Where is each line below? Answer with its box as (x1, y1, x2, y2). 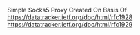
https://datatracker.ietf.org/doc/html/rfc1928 (7, 13, 133, 21)
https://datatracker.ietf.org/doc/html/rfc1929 (7, 21, 133, 28)
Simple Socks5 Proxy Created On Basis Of (7, 6, 128, 14)
